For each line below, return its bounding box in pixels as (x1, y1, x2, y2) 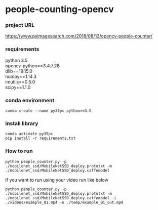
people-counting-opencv (5, 4, 114, 15)
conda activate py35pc (5, 132, 53, 137)
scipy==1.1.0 (5, 84, 31, 90)
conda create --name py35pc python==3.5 (5, 108, 92, 113)
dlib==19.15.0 (5, 68, 33, 74)
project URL (5, 22, 35, 29)
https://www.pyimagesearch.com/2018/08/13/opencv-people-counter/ (5, 33, 153, 39)
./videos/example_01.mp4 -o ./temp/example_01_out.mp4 (5, 200, 124, 205)
